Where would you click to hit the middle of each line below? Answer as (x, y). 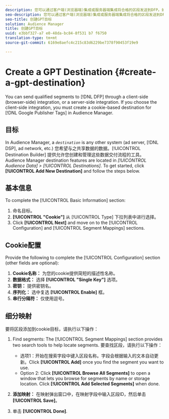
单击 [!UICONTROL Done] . (40, 411)
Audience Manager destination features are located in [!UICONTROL (76, 160)
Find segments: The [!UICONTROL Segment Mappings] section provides (88, 339)
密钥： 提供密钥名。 (33, 286)
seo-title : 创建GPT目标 (28, 19)
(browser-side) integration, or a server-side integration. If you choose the (81, 102)
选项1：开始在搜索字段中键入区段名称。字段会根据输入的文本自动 (87, 356)
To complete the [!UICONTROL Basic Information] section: (65, 200)
